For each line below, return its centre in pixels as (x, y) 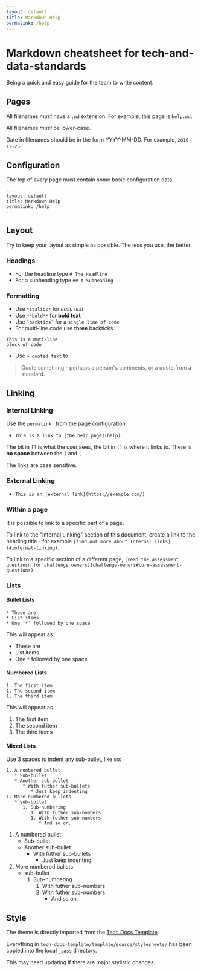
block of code (24, 345)
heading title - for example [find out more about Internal (79, 541)
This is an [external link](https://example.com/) (80, 494)
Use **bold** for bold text (48, 316)
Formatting (23, 296)
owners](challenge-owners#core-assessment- (126, 565)
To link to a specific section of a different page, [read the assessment (93, 559)
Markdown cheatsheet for (73, 53)
